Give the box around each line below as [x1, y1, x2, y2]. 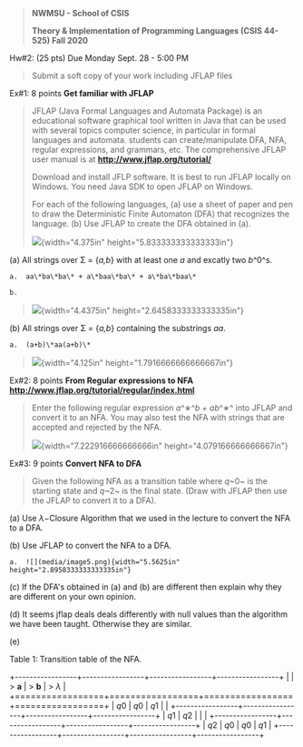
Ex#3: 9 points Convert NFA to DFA [9, 459, 142, 469]
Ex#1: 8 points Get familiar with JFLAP [9, 88, 154, 98]
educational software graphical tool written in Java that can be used [31, 116, 287, 126]
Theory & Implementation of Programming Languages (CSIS [31, 25, 263, 35]
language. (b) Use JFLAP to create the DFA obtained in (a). [31, 218, 251, 228]
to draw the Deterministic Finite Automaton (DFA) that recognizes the [31, 208, 290, 219]
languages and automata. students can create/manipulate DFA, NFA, [31, 135, 288, 145]
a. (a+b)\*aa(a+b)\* [9, 340, 92, 349]
